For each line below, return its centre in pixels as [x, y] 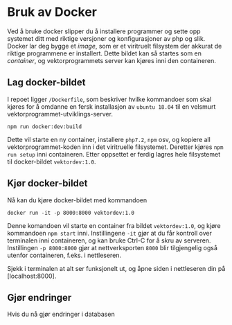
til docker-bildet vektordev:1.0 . [52, 161]
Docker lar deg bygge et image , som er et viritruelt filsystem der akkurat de [115, 46]
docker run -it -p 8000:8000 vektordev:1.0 [71, 213]
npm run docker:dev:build [44, 126]
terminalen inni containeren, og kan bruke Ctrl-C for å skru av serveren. [109, 240]
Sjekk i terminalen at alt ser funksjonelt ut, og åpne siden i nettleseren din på [116, 268]
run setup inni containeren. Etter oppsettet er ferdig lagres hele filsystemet [114, 154]
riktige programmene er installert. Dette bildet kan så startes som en [105, 53]
